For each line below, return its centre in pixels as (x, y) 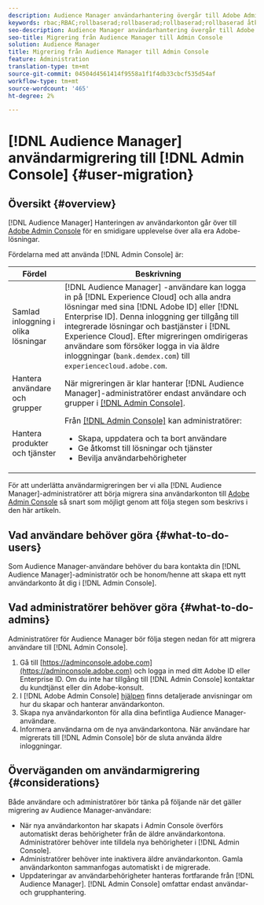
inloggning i (34, 321)
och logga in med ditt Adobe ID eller (192, 671)
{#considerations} (54, 783)
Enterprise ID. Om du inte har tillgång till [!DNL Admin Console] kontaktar (137, 679)
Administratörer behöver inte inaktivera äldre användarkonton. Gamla (131, 859)
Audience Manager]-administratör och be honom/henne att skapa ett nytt (127, 575)
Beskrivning (158, 274)
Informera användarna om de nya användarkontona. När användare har (134, 729)
